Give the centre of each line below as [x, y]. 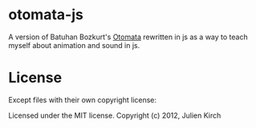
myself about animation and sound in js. [74, 45]
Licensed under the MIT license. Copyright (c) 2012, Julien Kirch [115, 115]
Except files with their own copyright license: [83, 100]
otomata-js [46, 15]
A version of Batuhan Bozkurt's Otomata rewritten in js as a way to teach [128, 37]
